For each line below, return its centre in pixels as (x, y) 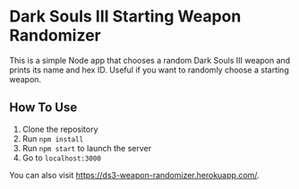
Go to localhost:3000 (61, 158)
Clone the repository (60, 129)
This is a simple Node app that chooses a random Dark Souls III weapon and (150, 60)
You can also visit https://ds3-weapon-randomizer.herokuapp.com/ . (134, 175)
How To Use (43, 108)
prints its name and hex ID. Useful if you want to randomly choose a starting (149, 70)
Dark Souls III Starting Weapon (125, 17)
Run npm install (53, 138)
